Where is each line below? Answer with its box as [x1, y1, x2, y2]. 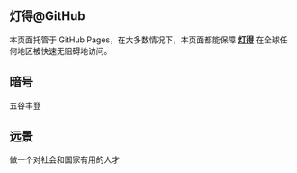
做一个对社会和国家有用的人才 [9, 154, 120, 165]
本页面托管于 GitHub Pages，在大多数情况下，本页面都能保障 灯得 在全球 [9, 34, 281, 45]
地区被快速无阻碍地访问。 [16, 45, 112, 56]
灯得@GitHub [9, 8, 85, 24]
